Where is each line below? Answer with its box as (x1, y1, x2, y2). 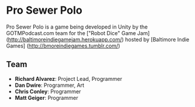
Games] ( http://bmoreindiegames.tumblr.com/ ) (6, 42, 120, 49)
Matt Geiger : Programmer (14, 94, 78, 101)
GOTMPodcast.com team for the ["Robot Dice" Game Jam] (6, 29, 150, 36)
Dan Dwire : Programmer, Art (14, 81, 85, 89)
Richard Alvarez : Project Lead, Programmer (14, 75, 123, 82)
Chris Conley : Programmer (14, 87, 81, 95)
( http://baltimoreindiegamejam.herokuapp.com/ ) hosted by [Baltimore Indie (6, 36, 190, 43)
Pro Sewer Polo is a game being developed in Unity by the (6, 23, 148, 30)
